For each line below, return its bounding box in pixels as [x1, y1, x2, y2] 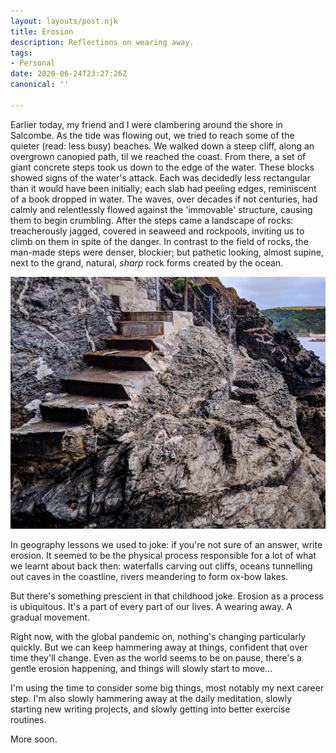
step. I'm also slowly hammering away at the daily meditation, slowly [10, 692, 293, 704]
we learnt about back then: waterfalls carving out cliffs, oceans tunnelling [10, 560, 313, 572]
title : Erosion [10, 26, 74, 37]
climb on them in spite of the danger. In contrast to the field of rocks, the [10, 235, 309, 247]
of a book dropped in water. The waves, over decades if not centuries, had [10, 193, 318, 205]
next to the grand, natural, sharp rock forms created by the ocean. [10, 256, 284, 269]
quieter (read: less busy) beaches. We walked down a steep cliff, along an [10, 140, 315, 152]
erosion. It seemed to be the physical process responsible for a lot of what [10, 549, 317, 561]
